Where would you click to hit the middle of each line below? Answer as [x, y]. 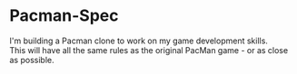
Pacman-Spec [64, 16]
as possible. [32, 60]
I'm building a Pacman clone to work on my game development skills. [139, 41]
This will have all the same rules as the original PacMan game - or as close [149, 50]
